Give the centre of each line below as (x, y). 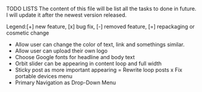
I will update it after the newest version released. (67, 15)
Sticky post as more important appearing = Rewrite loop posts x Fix (99, 70)
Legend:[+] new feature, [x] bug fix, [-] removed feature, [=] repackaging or (100, 27)
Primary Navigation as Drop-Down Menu (65, 82)
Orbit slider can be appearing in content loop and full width (88, 63)
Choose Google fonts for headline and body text (75, 57)
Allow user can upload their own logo (61, 51)
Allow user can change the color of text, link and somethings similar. (100, 45)
